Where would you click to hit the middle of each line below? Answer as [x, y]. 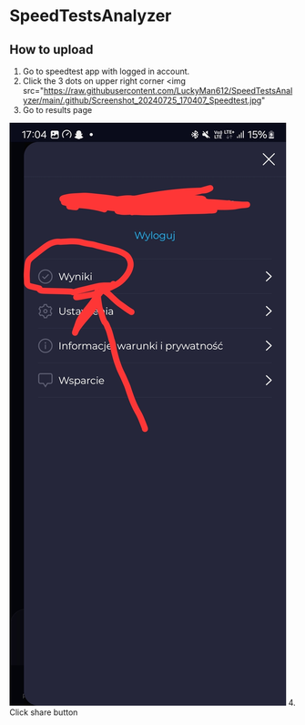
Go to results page [57, 110]
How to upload [51, 50]
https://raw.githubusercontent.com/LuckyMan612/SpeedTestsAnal [168, 91]
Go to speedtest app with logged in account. [106, 71]
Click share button [44, 712]
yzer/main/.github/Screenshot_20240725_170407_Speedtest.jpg [142, 100]
